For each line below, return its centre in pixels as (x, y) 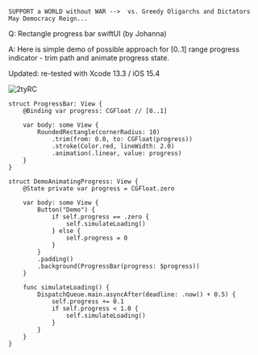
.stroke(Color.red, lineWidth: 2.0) (113, 146)
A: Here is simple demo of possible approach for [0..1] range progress (124, 49)
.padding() (56, 259)
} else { (66, 231)
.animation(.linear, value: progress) (117, 153)
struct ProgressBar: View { (56, 104)
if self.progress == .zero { (100, 217)
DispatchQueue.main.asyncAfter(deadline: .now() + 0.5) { (137, 294)
